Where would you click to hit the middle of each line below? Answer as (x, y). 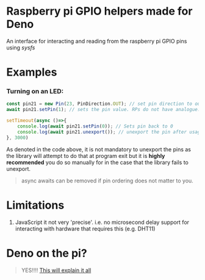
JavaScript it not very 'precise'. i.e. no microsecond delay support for (102, 222)
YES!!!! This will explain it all (56, 270)
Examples (32, 72)
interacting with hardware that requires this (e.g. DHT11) (85, 228)
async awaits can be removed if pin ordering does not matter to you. (107, 181)
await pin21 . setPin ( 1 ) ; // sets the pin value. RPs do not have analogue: (103, 110)
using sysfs (21, 48)
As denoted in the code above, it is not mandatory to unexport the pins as (99, 149)
